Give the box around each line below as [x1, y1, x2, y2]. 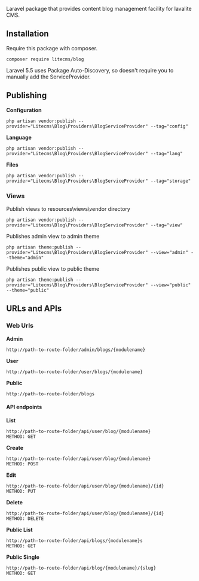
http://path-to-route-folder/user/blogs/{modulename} [6, 368, 143, 375]
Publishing [6, 90, 47, 101]
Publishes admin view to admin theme [6, 232, 100, 240]
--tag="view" [150, 222, 183, 228]
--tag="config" [150, 123, 188, 129]
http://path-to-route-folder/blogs [6, 391, 95, 397]
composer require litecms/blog [6, 56, 84, 62]
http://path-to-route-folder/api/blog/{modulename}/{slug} [6, 565, 157, 571]
